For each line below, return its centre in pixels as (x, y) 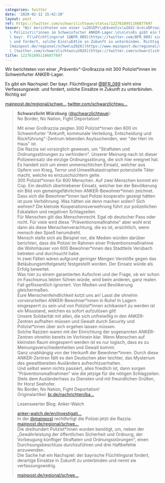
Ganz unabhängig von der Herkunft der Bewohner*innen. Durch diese (88, 353)
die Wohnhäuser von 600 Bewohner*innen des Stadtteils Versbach (85, 248)
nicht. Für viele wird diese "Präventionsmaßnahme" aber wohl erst (84, 222)
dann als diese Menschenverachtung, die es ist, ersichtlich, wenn (83, 227)
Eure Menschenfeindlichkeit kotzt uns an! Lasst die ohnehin (77, 295)
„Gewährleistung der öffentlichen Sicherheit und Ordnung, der (80, 434)
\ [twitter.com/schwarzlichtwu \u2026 (48, 51)
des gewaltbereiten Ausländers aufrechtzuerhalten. (69, 363)
